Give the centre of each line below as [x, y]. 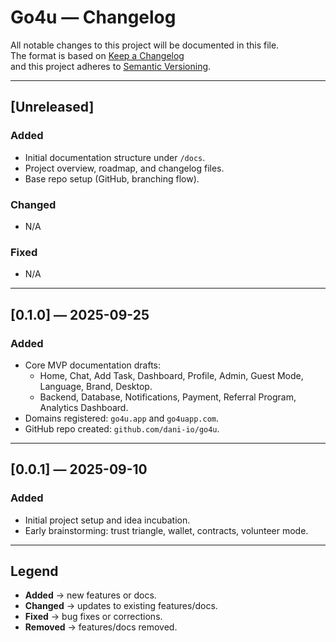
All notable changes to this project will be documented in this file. [145, 45]
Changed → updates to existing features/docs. [121, 606]
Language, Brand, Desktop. [96, 386]
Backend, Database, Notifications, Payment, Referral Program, [168, 397]
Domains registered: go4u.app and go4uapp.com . [121, 418]
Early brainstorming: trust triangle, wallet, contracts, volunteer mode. [166, 530]
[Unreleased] [52, 107]
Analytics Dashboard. [84, 407]
